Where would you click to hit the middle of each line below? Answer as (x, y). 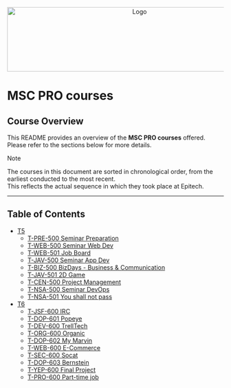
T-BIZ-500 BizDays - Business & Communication (96, 267)
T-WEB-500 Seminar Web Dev (70, 245)
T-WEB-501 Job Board (59, 252)
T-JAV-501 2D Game (56, 274)
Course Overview (45, 121)
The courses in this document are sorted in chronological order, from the (110, 172)
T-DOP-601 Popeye (55, 319)
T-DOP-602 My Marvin (60, 341)
